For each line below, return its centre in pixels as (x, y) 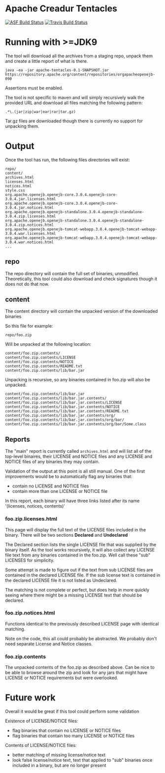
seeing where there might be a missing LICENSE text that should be (74, 595)
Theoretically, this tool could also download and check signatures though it (81, 279)
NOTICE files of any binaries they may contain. (52, 462)
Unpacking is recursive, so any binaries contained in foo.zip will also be (78, 380)
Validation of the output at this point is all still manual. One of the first (75, 471)
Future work (30, 698)
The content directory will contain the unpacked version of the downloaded (82, 311)
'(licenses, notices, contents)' (35, 506)
